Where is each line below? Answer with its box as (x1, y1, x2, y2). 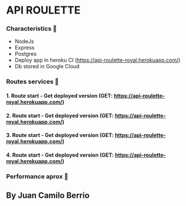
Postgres (14, 51, 37, 58)
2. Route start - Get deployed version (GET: (6, 112, 114, 119)
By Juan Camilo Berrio (6, 191, 90, 201)
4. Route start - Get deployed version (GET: (6, 151, 114, 158)
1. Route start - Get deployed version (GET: (6, 92, 113, 99)
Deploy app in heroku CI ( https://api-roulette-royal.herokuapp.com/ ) (14, 57, 181, 64)
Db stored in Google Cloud (14, 63, 80, 70)
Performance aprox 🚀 (6, 172, 68, 180)
